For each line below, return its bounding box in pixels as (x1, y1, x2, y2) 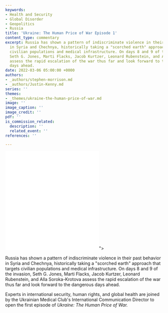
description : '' (9, 124, 43, 129)
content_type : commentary (5, 36, 59, 41)
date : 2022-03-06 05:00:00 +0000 (5, 68, 75, 73)
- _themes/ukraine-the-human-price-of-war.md (5, 96, 101, 101)
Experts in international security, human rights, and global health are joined (5, 291, 160, 297)
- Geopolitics (5, 21, 35, 27)
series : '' (5, 86, 28, 92)
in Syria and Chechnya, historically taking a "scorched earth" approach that (5, 260, 161, 266)
